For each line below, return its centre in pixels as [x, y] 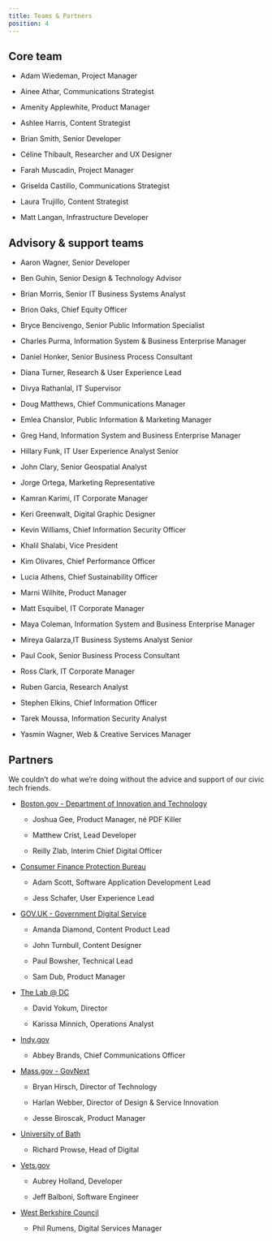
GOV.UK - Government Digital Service [83, 913]
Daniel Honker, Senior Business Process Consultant [106, 357]
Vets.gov [35, 1165]
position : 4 [28, 24]
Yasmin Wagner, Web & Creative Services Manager [106, 735]
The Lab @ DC [45, 992]
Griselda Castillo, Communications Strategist [95, 186]
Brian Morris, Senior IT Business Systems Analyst [103, 294]
